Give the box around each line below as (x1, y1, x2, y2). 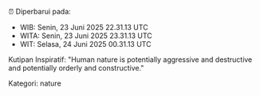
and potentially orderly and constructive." (8, 63, 144, 72)
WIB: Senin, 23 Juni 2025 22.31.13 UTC (19, 23, 149, 32)
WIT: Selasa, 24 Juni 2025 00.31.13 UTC (19, 40, 152, 48)
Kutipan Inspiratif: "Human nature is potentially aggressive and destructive (8, 55, 253, 64)
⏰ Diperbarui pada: (8, 7, 72, 16)
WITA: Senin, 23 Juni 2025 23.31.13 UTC (19, 31, 153, 40)
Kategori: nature (8, 79, 61, 88)
